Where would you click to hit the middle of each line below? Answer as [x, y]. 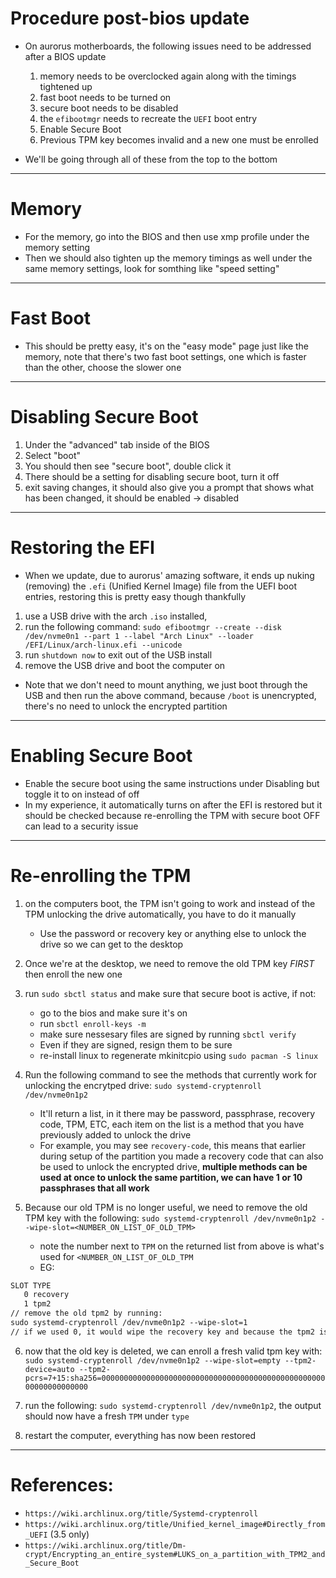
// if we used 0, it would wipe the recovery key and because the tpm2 [162, 1332]
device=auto [49, 1369]
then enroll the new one [73, 974]
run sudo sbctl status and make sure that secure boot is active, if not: [170, 993]
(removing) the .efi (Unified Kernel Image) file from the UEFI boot [160, 586]
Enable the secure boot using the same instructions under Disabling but [172, 783]
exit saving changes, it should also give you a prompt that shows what [169, 487]
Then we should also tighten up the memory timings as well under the [168, 258]
